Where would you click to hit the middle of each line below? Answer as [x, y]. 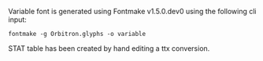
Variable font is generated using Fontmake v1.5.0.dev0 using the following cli [132, 11]
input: [18, 20]
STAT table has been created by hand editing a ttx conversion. [109, 48]
